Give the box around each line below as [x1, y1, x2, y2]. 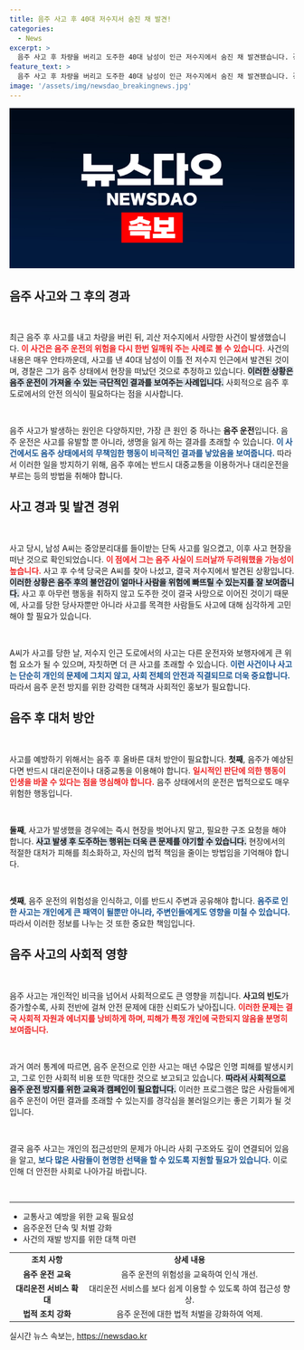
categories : [9, 24, 54, 34]
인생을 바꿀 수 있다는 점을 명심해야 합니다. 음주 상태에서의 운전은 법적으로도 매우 [9, 776, 290, 787]
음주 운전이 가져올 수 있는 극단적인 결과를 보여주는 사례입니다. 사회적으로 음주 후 [9, 377, 290, 388]
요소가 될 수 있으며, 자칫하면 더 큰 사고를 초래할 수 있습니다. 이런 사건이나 [18, 658, 276, 669]
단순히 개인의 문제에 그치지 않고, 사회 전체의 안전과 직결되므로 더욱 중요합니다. [18, 670, 291, 681]
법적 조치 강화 [22, 1308, 71, 1319]
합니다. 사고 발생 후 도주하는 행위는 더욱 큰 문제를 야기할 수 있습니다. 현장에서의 [9, 836, 286, 847]
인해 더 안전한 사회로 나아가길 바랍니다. [9, 1165, 147, 1176]
